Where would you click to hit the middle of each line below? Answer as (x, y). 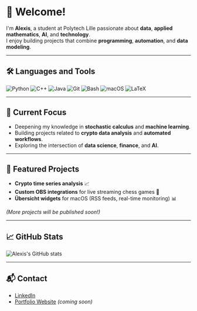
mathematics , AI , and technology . (48, 34)
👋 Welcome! (36, 12)
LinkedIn (25, 295)
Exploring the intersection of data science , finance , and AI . (86, 145)
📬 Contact (27, 278)
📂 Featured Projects (43, 169)
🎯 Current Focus (36, 113)
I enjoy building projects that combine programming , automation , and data (97, 40)
